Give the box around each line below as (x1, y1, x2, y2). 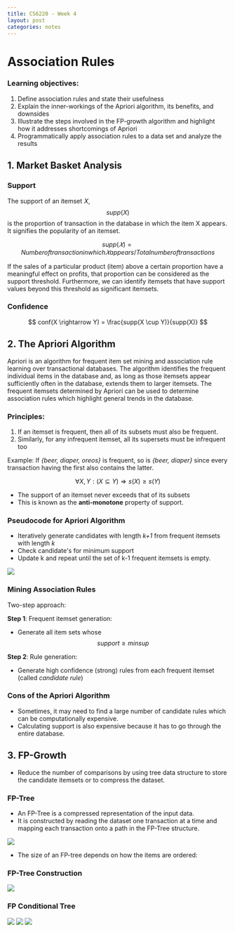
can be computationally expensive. (17, 714, 119, 723)
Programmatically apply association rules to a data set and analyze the (17, 131, 222, 140)
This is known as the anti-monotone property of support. (17, 498, 184, 506)
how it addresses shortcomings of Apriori (17, 124, 137, 133)
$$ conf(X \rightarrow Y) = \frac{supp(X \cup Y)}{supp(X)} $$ (27, 317, 208, 326)
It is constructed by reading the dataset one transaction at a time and (17, 816, 217, 825)
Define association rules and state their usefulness (17, 94, 164, 102)
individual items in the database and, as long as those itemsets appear (7, 371, 210, 380)
